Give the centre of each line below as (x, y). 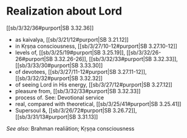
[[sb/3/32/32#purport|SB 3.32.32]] (59, 78)
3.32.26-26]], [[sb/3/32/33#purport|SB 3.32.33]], (116, 59)
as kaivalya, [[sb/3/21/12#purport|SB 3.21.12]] (72, 39)
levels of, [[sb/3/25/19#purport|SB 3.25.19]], (70, 52)
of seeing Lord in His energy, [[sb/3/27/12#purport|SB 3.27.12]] (94, 84)
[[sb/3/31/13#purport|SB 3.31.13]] (56, 117)
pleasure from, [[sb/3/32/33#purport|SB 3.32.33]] (78, 91)
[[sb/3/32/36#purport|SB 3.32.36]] (50, 28)
